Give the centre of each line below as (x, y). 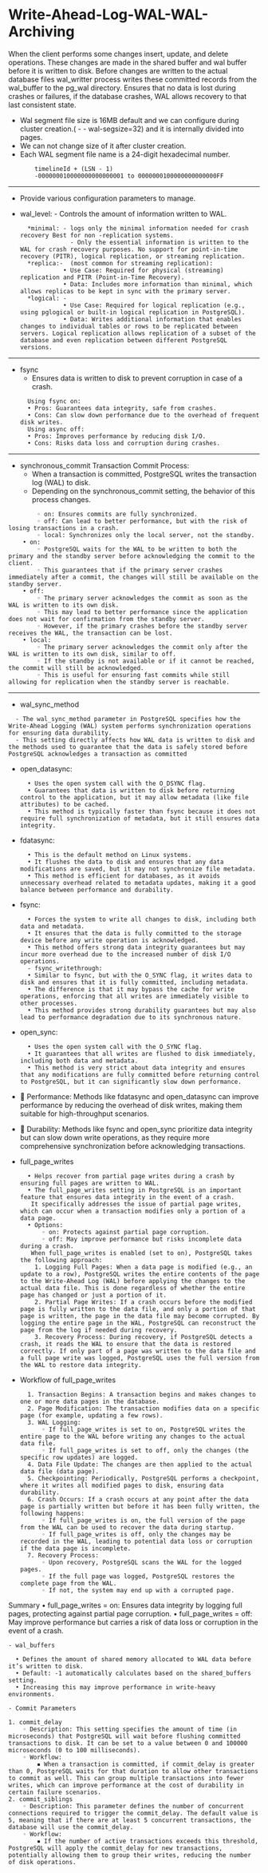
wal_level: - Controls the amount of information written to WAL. (123, 213)
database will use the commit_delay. (71, 1827)
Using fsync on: (54, 401)
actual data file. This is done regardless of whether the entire (132, 1288)
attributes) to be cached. (65, 804)
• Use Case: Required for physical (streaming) (143, 270)
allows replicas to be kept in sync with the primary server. (125, 291)
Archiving (41, 32)
